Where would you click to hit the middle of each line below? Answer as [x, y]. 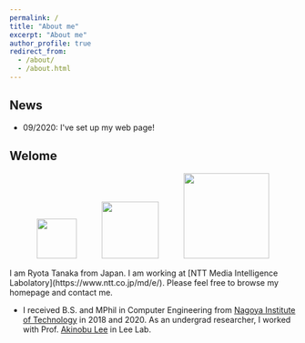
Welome [33, 156]
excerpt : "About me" [49, 35]
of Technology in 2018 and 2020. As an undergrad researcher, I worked [157, 319]
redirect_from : [38, 52]
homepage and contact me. [61, 292]
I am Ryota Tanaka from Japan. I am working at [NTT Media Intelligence [144, 273]
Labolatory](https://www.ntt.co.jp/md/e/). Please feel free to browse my [144, 282]
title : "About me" [44, 26]
